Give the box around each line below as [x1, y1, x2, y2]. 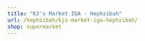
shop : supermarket [7, 23, 62, 30]
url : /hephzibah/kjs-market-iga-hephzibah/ [7, 17, 139, 24]
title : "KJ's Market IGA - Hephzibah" [7, 10, 122, 17]
